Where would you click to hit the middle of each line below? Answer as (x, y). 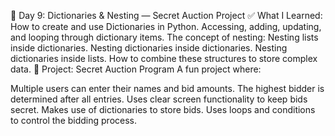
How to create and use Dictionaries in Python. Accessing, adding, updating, (166, 26)
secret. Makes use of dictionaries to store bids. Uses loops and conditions (163, 109)
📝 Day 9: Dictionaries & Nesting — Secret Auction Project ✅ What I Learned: (166, 15)
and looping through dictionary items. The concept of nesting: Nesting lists (164, 37)
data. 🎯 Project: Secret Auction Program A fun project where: (136, 69)
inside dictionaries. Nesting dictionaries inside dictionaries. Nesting (149, 48)
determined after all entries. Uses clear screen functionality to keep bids (159, 99)
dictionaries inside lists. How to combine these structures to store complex (164, 58)
